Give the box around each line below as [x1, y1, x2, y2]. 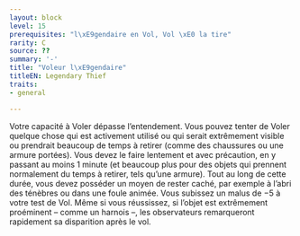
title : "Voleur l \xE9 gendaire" [9, 64, 127, 73]
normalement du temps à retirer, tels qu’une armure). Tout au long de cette [9, 168, 286, 179]
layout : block [9, 13, 63, 22]
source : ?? [9, 47, 50, 56]
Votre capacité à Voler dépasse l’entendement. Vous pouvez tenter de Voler [9, 120, 291, 131]
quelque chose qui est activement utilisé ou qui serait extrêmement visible [9, 130, 285, 141]
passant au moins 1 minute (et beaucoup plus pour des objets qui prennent [9, 159, 286, 170]
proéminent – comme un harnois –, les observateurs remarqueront [9, 206, 255, 217]
